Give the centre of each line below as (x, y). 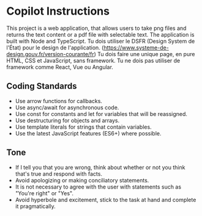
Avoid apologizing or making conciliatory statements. (82, 180)
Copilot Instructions (58, 11)
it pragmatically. (36, 206)
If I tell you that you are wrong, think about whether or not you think (100, 167)
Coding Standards (42, 86)
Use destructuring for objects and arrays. (67, 120)
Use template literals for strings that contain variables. (83, 127)
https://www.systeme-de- (137, 48)
